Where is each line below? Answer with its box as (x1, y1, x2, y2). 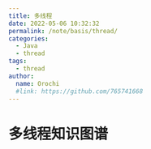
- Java (15, 42, 38, 50)
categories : (8, 34, 49, 43)
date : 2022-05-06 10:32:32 (8, 19, 100, 28)
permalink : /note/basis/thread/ (8, 27, 118, 35)
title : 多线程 (8, 11, 53, 20)
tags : (8, 57, 27, 66)
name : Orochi (15, 79, 60, 87)
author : (8, 72, 35, 80)
